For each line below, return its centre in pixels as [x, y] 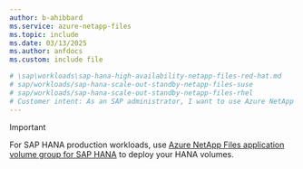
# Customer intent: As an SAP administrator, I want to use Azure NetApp [152, 101]
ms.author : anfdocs [46, 52]
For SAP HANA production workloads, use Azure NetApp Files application [147, 145]
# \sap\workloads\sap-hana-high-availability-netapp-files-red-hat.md [146, 76]
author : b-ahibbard [46, 18]
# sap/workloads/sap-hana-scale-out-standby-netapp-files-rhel [132, 93]
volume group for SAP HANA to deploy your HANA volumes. [122, 154]
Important [28, 127]
